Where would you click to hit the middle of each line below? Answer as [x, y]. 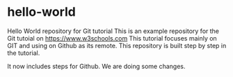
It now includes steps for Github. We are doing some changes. [96, 66]
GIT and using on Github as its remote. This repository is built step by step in [117, 45]
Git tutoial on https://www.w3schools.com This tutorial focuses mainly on [112, 38]
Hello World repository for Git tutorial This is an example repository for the [113, 31]
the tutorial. [24, 53]
